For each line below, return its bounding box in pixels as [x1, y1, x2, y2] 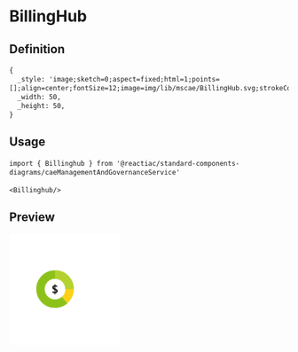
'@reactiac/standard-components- [116, 159, 240, 168]
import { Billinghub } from [9, 159, 114, 168]
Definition [9, 42, 65, 57]
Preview [9, 210, 56, 225]
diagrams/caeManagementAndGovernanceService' [9, 168, 180, 176]
